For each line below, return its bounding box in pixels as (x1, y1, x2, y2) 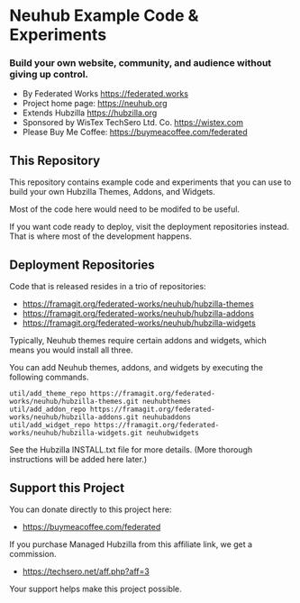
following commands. (9, 371, 89, 383)
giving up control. (9, 69, 88, 81)
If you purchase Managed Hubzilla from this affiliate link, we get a (9, 538, 253, 550)
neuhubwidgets (146, 429, 200, 438)
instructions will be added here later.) (9, 454, 148, 465)
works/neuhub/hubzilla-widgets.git (9, 429, 143, 438)
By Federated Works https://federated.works (22, 88, 189, 99)
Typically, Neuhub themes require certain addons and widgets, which (9, 335, 268, 346)
